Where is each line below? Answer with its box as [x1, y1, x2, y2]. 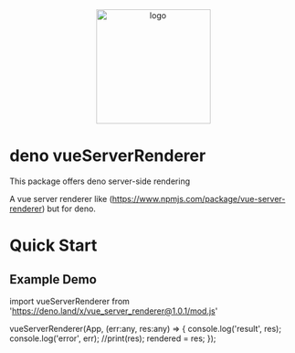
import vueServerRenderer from [9, 295, 131, 306]
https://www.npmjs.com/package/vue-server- [111, 193, 286, 204]
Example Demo [9, 272, 98, 287]
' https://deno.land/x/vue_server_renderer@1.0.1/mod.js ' [9, 305, 218, 316]
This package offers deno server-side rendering [9, 176, 190, 187]
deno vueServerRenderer [9, 145, 206, 166]
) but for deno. [41, 203, 96, 214]
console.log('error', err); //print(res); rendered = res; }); [9, 333, 216, 344]
